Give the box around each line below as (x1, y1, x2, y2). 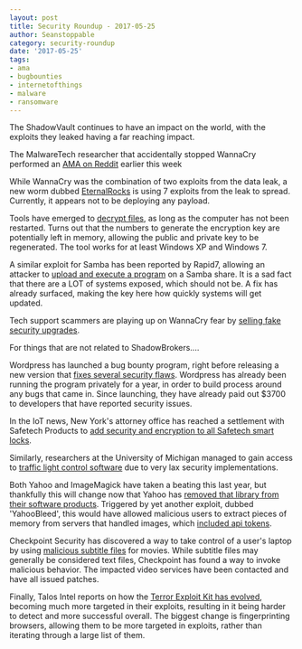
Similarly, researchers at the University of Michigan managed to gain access (9, 453, 294, 464)
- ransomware (9, 97, 59, 107)
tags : (9, 55, 30, 64)
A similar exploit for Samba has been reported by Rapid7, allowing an (9, 259, 265, 270)
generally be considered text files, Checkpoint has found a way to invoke (9, 555, 281, 566)
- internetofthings (9, 80, 83, 89)
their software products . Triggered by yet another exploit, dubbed (9, 499, 254, 510)
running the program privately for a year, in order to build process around (9, 379, 282, 390)
